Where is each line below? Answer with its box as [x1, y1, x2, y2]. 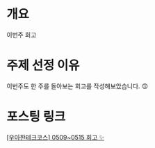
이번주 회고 [6, 31, 37, 39]
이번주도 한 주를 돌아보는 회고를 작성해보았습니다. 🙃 [6, 81, 149, 90]
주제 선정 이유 [6, 58, 80, 74]
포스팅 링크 [6, 109, 66, 125]
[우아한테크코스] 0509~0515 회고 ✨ [6, 133, 105, 141]
